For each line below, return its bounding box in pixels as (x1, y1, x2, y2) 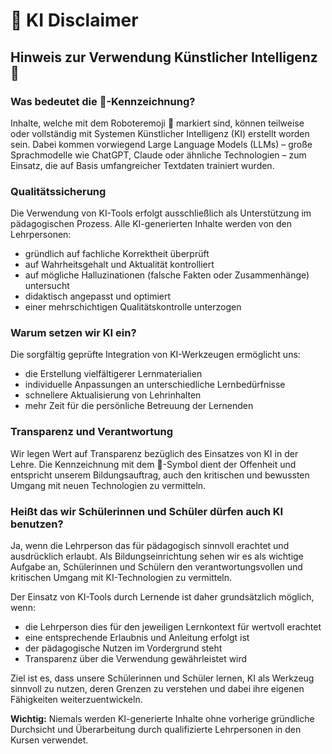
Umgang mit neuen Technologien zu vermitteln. (10, 479, 207, 491)
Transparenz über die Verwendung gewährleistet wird (24, 653, 248, 665)
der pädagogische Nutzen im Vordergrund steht (24, 642, 223, 654)
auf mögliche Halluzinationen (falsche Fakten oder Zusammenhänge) (24, 269, 310, 281)
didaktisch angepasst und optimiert (24, 290, 172, 303)
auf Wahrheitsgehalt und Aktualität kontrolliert (24, 259, 215, 271)
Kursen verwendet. (10, 734, 89, 746)
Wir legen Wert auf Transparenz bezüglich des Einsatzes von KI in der (10, 447, 299, 459)
